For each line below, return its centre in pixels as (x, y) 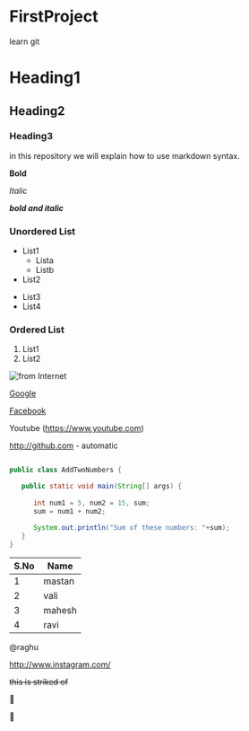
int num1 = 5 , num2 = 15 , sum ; (91, 503)
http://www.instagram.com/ (60, 665)
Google (23, 393)
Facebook (28, 411)
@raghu (24, 647)
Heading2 (37, 111)
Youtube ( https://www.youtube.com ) (77, 428)
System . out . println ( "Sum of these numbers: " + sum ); (131, 527)
